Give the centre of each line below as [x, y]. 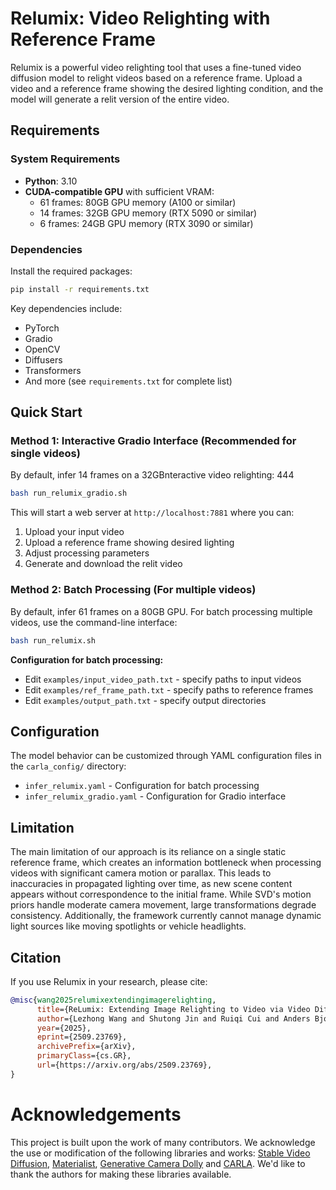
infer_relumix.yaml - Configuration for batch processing [142, 786]
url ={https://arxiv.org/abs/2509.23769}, [124, 1065]
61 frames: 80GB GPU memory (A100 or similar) [138, 202]
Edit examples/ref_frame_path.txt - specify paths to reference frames [169, 689]
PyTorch [42, 328]
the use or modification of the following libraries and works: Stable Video [160, 1153]
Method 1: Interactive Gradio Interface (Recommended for [153, 441]
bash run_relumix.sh [53, 640]
